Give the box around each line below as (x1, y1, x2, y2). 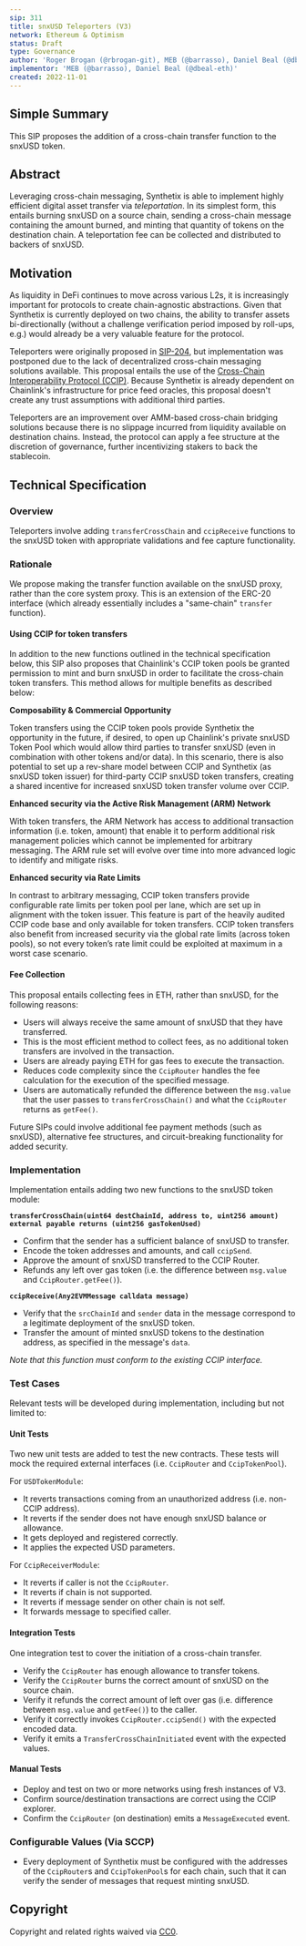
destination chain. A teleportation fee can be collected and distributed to (9, 230, 281, 241)
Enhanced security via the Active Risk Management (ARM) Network (9, 798, 271, 809)
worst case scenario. (9, 948, 88, 959)
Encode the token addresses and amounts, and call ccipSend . (22, 1244, 252, 1255)
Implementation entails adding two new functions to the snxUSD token (9, 1183, 273, 1194)
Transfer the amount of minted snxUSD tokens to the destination (22, 1326, 265, 1337)
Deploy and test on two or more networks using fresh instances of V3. (22, 1783, 287, 1795)
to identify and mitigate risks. (9, 855, 118, 865)
